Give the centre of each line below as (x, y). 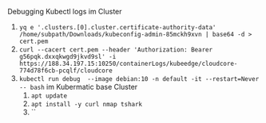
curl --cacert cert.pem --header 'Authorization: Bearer (116, 50)
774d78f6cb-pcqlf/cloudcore (66, 71)
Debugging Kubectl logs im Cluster (65, 12)
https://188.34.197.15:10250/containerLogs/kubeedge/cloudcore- (128, 63)
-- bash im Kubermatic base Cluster (78, 87)
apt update (49, 96)
